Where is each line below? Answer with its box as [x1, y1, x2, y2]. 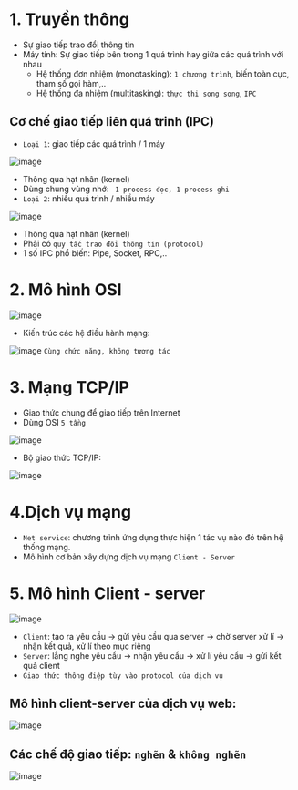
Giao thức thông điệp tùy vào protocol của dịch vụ [22, 671, 223, 681]
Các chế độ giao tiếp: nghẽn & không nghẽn [9, 746, 247, 762]
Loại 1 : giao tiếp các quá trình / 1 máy [22, 138, 166, 149]
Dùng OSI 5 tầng [22, 416, 87, 427]
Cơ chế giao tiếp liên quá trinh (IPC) [9, 114, 214, 129]
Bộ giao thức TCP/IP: [22, 452, 102, 463]
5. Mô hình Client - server [9, 583, 206, 603]
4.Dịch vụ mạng [9, 501, 132, 522]
